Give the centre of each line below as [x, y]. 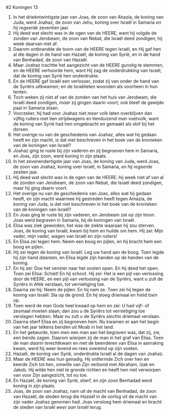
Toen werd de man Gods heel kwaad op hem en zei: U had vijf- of [81, 306]
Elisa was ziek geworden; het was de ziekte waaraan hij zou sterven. [84, 225]
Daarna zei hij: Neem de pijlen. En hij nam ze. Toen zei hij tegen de [82, 289]
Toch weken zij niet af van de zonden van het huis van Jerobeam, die [85, 97]
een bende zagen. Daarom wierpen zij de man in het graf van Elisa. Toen [88, 338]
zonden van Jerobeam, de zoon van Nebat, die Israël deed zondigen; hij [88, 38]
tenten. [20, 92]
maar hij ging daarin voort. [40, 188]
